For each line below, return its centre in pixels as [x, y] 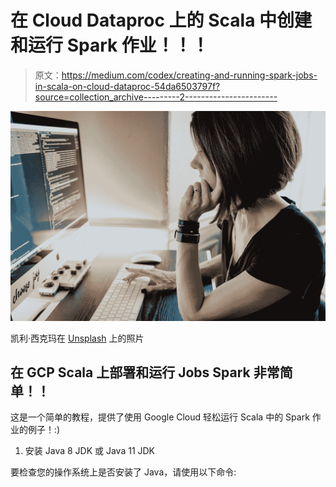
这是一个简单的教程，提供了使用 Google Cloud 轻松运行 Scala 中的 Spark [160, 417]
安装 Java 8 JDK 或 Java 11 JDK [90, 451]
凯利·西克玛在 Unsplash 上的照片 [77, 338]
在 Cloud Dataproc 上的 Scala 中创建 [161, 20]
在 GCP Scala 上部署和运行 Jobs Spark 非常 [145, 372]
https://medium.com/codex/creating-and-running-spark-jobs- [189, 75]
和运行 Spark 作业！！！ [110, 45]
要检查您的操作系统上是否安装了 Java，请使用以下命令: [123, 472]
